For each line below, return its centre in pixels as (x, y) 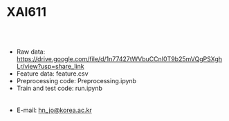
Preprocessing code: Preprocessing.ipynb (76, 80)
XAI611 (26, 12)
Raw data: (31, 52)
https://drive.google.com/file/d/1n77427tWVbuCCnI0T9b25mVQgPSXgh (119, 58)
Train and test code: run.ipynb (59, 88)
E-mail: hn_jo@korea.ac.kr (54, 110)
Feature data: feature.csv (52, 74)
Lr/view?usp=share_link (50, 66)
